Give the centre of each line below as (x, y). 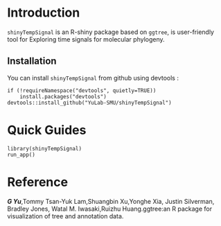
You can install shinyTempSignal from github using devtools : (93, 78)
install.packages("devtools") (63, 96)
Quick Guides (47, 130)
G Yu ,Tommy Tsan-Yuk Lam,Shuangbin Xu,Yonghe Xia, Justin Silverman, (111, 201)
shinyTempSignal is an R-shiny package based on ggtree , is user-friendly (111, 32)
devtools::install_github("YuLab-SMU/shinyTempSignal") (89, 103)
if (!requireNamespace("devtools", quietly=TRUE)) (82, 90)
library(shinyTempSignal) (44, 148)
